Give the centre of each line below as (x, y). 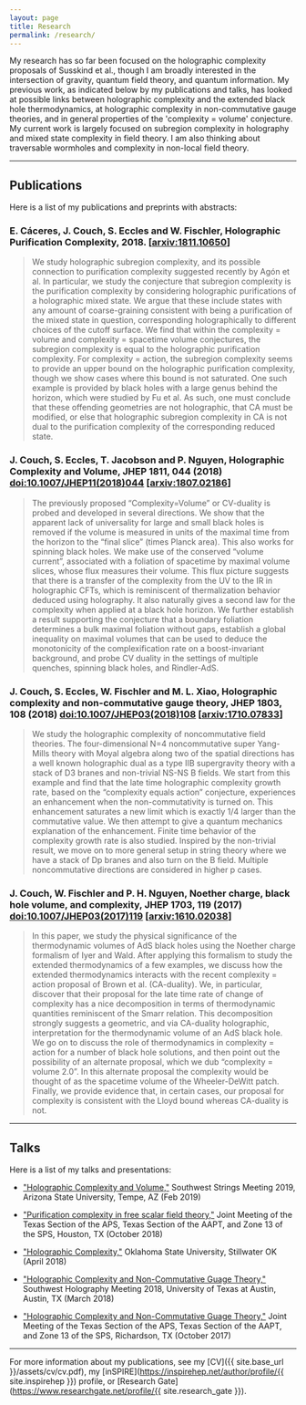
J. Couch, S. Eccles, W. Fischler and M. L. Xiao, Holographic (143, 692)
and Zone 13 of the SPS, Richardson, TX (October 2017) (127, 1336)
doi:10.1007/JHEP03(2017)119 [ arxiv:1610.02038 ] (121, 916)
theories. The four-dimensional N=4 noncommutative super (143, 744)
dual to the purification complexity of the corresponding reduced (153, 427)
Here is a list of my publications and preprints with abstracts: (123, 207)
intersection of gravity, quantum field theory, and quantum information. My (149, 80)
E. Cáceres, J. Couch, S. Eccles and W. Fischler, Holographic (145, 231)
